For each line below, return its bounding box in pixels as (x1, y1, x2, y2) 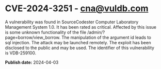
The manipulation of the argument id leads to (61, 34, 151, 40)
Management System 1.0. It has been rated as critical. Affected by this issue (5, 24, 157, 30)
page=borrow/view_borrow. (5, 34, 61, 40)
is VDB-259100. (5, 50, 36, 56)
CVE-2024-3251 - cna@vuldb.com (5, 3, 149, 14)
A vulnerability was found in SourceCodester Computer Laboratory (5, 19, 139, 25)
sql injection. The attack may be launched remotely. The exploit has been (5, 39, 151, 45)
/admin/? (87, 29, 105, 35)
